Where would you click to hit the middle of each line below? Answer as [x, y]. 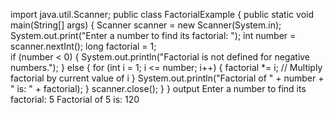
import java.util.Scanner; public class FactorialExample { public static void [162, 14]
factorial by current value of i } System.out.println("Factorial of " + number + [167, 78]
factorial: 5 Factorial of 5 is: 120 [75, 99]
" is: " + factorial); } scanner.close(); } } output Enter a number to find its [158, 88]
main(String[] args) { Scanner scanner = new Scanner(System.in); [146, 25]
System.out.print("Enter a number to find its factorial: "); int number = [153, 35]
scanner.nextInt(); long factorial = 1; [83, 46]
